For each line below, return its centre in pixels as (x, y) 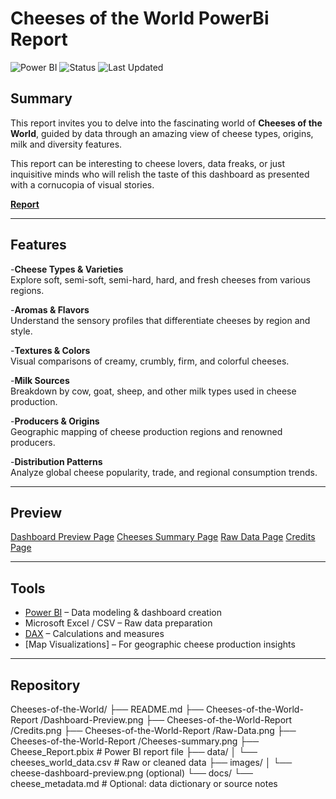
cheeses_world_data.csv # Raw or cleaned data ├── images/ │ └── (151, 762)
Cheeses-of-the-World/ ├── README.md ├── (107, 709)
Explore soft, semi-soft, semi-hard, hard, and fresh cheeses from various (160, 279)
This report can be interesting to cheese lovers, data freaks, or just (148, 163)
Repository (45, 685)
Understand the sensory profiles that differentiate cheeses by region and (160, 320)
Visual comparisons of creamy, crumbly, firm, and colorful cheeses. (150, 361)
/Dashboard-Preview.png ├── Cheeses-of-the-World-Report (166, 720)
